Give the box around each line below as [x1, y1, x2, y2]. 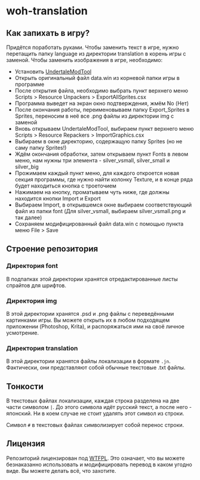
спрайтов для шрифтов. [6, 282, 67, 289]
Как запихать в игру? [6, 28, 90, 38]
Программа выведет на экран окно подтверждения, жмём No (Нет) [14, 100, 189, 107]
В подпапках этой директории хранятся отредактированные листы [6, 275, 178, 282]
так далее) [14, 214, 42, 221]
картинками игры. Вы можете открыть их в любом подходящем [6, 316, 170, 324]
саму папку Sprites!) [14, 144, 67, 151]
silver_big [14, 163, 39, 170]
